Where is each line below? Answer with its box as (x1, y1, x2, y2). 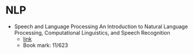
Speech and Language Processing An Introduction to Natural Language (14, 23, 188, 30)
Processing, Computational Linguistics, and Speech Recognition (14, 29, 170, 36)
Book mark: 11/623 (22, 42, 69, 49)
